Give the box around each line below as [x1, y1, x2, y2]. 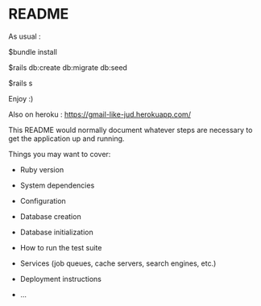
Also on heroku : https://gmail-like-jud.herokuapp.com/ [8, 110, 192, 119]
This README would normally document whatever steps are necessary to [8, 125, 253, 134]
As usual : [8, 31, 42, 41]
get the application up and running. [8, 134, 125, 143]
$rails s [8, 78, 33, 88]
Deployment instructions [19, 274, 102, 283]
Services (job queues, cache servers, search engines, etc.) [19, 258, 217, 268]
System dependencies [19, 180, 95, 190]
